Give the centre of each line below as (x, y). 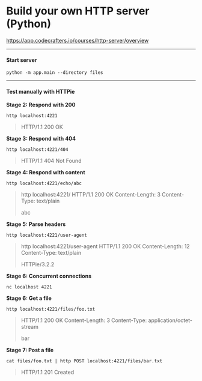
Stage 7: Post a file (30, 350)
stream (30, 327)
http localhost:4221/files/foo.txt (51, 309)
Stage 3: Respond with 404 (41, 139)
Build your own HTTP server (78, 11)
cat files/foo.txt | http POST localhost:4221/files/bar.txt (84, 361)
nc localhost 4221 (29, 287)
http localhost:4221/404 (37, 150)
